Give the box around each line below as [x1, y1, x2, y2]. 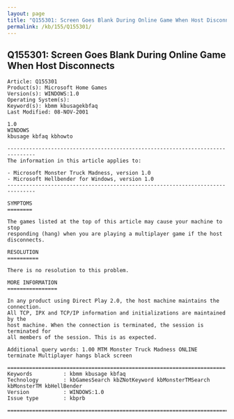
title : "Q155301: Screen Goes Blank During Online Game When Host [7, 17, 204, 24]
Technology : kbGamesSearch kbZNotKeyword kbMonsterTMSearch [7, 377, 210, 384]
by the [7, 316, 26, 323]
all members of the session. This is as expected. [7, 334, 157, 341]
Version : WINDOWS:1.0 [7, 389, 104, 396]
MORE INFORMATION [7, 279, 58, 286]
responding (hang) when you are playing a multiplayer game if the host [7, 230, 223, 237]
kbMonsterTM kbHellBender [7, 383, 82, 390]
